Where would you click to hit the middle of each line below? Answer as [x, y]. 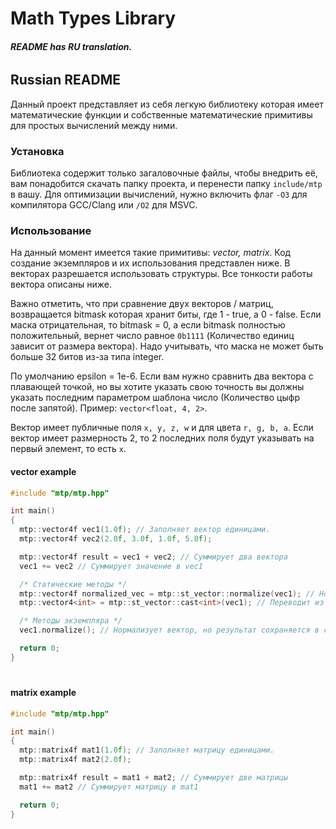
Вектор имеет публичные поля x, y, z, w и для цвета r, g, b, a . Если [162, 428]
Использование [51, 231]
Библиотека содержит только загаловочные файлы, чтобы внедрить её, [164, 173]
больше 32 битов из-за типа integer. [87, 357]
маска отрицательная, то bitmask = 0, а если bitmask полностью [148, 325]
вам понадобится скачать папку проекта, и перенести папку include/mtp [166, 184]
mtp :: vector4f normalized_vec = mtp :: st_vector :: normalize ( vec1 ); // [167, 593]
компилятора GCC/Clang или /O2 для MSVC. [104, 205]
